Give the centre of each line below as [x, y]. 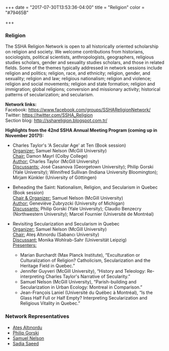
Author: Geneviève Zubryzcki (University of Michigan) [69, 203]
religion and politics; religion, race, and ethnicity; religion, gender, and [78, 73]
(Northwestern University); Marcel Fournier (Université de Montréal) [83, 214]
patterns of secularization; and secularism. [50, 95]
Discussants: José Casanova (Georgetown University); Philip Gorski [83, 167]
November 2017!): [24, 136]
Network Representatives [37, 316]
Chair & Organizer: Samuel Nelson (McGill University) [68, 198]
